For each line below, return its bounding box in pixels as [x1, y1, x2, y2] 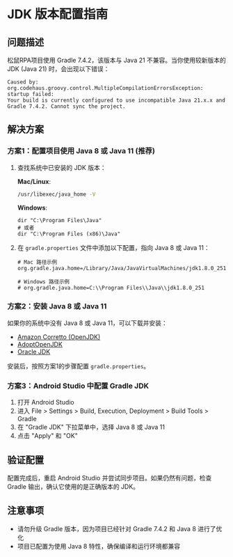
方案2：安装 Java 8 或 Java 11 [7, 301, 107, 311]
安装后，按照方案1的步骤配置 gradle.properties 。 [7, 361, 150, 370]
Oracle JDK [17, 347, 51, 356]
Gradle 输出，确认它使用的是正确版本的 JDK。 [7, 482, 140, 491]
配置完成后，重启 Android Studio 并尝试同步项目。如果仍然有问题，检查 [7, 473, 212, 482]
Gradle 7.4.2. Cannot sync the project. [7, 103, 127, 110]
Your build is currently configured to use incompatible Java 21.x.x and [7, 97, 226, 104]
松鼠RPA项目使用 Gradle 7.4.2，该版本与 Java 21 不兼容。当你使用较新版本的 [7, 56, 226, 64]
